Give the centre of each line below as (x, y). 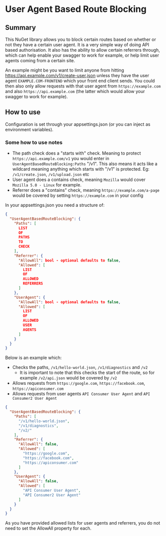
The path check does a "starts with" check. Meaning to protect (77, 153)
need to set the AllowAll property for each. (48, 529)
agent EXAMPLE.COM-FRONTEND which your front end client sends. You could (80, 81)
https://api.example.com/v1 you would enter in (61, 159)
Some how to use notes (34, 142)
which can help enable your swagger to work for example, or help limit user (82, 55)
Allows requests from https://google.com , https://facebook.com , (79, 383)
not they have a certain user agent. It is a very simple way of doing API (77, 45)
